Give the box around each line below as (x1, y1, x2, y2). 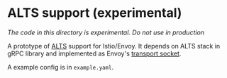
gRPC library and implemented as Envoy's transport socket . (7, 49, 182, 58)
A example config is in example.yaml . (7, 63, 114, 71)
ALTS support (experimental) (7, 5, 182, 21)
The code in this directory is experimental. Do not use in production (7, 28, 204, 37)
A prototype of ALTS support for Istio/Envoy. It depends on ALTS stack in (7, 41, 221, 50)
